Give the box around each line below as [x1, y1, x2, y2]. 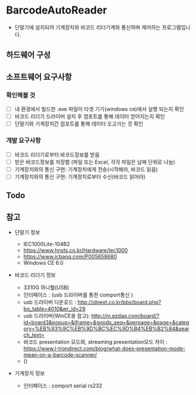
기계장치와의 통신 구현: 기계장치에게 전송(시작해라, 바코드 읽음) [14, 165, 158, 172]
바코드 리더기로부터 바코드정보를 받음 [14, 151, 100, 158]
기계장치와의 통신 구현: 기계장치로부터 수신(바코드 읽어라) [14, 173, 146, 180]
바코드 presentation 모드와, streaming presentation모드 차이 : [23, 338, 168, 345]
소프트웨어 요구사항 [6, 72, 72, 82]
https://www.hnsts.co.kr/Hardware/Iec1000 [23, 247, 128, 254]
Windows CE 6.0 [23, 259, 63, 266]
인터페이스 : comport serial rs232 [23, 382, 103, 389]
